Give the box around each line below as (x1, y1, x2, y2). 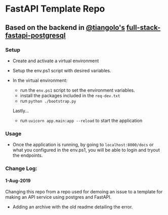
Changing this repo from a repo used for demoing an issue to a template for (5, 189, 163, 195)
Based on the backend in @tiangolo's (5, 23, 125, 32)
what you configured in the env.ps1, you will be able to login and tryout (12, 147, 160, 153)
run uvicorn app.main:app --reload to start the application (20, 117, 143, 123)
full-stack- (126, 23, 161, 32)
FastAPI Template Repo (5, 3, 105, 15)
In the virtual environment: (12, 77, 68, 83)
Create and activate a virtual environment (12, 58, 99, 64)
